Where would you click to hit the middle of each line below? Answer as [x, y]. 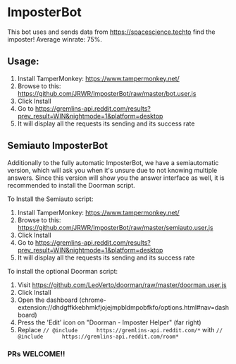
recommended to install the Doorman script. [71, 185]
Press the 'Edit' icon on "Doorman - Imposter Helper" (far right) [110, 322]
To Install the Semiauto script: [50, 199]
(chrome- [93, 300]
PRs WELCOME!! [36, 354]
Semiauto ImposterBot [57, 146]
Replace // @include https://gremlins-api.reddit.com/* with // [120, 329]
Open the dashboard [48, 300]
